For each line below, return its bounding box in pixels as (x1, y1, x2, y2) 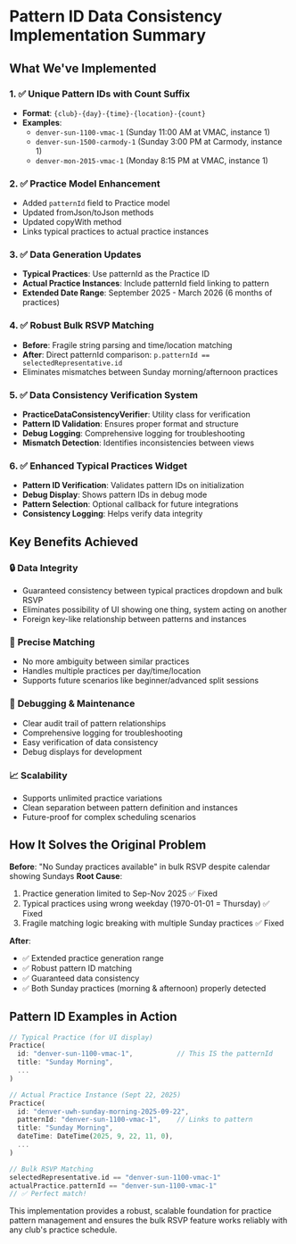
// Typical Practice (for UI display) (9, 1033, 153, 1041)
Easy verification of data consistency (21, 736, 159, 747)
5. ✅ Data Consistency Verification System (9, 388, 199, 401)
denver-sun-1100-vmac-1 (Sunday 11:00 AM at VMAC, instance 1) (35, 127, 270, 137)
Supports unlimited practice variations (21, 792, 163, 803)
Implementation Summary (9, 25, 207, 46)
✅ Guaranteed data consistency (21, 973, 140, 983)
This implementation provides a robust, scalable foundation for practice (9, 1206, 272, 1216)
